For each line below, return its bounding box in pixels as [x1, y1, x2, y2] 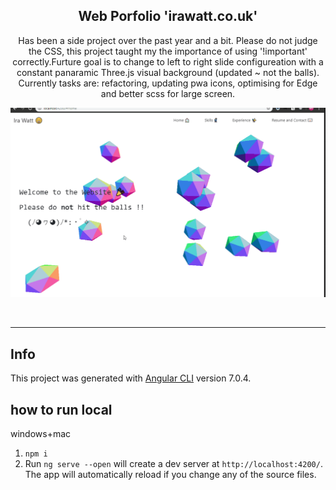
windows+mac [10, 428, 72, 440]
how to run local [10, 401, 113, 418]
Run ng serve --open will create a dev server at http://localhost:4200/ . [24, 458, 323, 470]
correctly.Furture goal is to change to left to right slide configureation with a [12, 55, 324, 68]
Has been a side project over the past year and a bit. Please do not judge [18, 34, 318, 46]
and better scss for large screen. [100, 87, 236, 99]
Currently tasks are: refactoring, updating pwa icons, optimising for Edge [18, 77, 318, 89]
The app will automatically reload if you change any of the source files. [24, 469, 317, 481]
